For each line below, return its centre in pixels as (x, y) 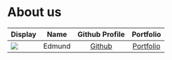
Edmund (57, 46)
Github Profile (101, 34)
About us (34, 12)
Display (24, 34)
